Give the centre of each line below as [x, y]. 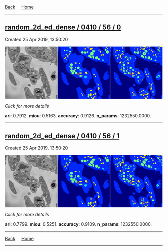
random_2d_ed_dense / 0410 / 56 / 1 [62, 136]
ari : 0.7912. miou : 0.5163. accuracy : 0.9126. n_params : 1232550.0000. [78, 116]
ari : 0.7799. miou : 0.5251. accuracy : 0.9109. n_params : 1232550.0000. [79, 224]
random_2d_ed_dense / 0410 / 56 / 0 [63, 28]
